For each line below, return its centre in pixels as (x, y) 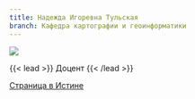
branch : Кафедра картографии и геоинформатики (98, 26)
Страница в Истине (47, 85)
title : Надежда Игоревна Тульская (74, 17)
